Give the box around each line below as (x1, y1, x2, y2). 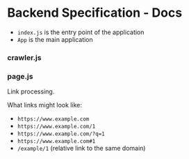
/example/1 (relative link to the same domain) (17, 144, 146, 153)
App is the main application (17, 35, 94, 43)
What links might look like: (7, 101, 82, 109)
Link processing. (7, 87, 55, 96)
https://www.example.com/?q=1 (17, 130, 106, 137)
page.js (7, 71, 33, 81)
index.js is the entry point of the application (17, 28, 145, 36)
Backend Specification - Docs (7, 5, 183, 21)
